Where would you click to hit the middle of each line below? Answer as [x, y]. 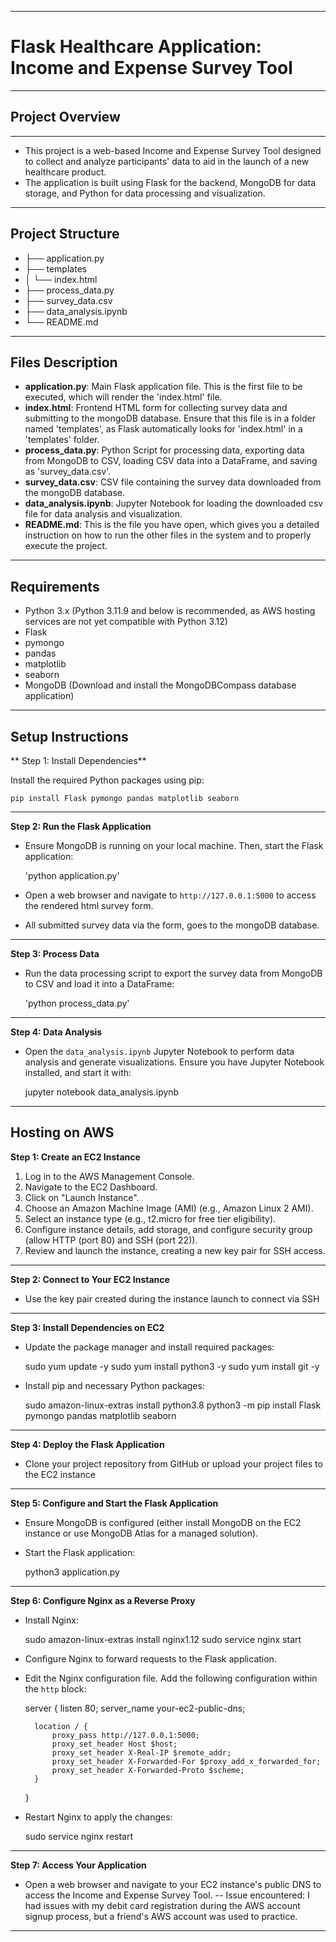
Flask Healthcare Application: [136, 47]
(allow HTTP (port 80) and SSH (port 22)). [111, 1240]
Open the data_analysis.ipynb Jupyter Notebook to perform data [159, 1051]
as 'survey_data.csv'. [68, 472]
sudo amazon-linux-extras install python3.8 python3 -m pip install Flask [173, 1405]
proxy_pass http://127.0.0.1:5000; [125, 1735]
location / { [61, 1726]
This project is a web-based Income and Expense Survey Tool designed [173, 150]
